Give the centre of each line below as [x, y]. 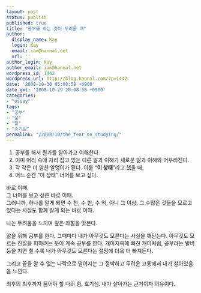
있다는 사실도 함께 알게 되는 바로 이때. [50, 210]
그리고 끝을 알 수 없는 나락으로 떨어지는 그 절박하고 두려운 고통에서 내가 [89, 263]
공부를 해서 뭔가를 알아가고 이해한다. [57, 152]
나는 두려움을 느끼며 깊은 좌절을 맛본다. [52, 223]
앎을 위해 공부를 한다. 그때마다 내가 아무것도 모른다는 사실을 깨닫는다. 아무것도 [97, 235]
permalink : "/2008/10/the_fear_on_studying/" [64, 135]
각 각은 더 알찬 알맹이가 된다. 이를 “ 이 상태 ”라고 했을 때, [79, 167]
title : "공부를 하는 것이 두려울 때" [46, 29]
